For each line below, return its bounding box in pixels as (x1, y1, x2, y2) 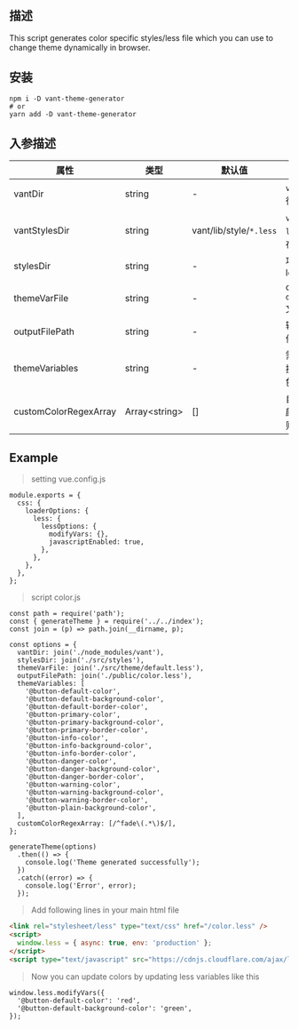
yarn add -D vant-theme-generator (9, 109, 137, 118)
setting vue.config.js (30, 474, 106, 484)
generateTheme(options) (9, 842, 98, 851)
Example (9, 450, 59, 465)
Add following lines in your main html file (30, 905, 180, 915)
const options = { (9, 641, 77, 650)
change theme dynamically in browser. (9, 42, 151, 52)
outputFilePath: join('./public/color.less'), (17, 672, 192, 681)
